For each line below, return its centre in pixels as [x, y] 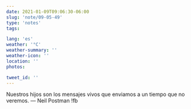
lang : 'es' [20, 39]
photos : [16, 67]
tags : [13, 28]
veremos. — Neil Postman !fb [42, 101]
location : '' [22, 61]
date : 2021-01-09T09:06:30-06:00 [48, 12]
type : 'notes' [24, 23]
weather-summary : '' [32, 50]
